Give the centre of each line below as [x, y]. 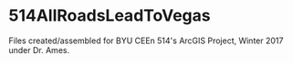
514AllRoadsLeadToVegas [110, 16]
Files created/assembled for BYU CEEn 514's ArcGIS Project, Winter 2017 [146, 40]
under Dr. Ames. [39, 49]
